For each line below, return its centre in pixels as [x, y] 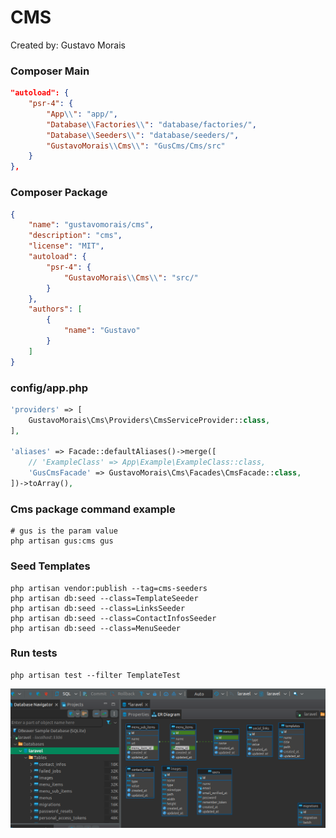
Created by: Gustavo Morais [68, 45]
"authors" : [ [55, 309]
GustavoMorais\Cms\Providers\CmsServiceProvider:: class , [149, 420]
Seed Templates [50, 566]
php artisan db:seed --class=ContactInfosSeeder [113, 618]
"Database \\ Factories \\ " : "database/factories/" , [151, 124]
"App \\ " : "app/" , [82, 114]
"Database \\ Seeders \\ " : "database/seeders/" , [143, 135]
